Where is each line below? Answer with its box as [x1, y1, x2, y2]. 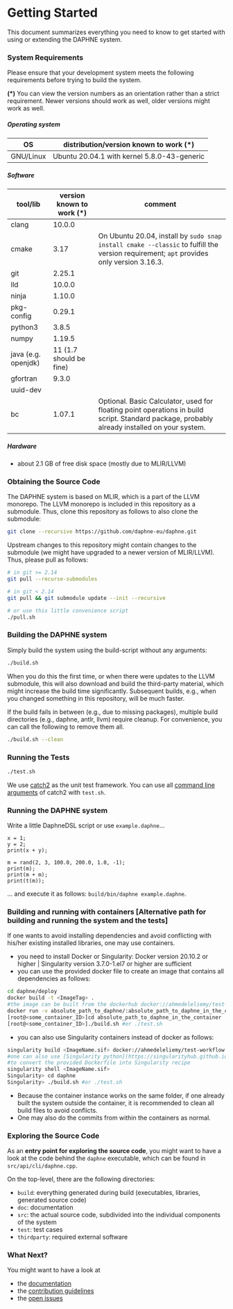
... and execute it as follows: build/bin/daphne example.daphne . [7, 889, 187, 898]
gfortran [10, 374, 37, 383]
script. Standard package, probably [98, 414, 214, 424]
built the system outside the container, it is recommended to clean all [17, 1098, 215, 1107]
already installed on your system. [98, 422, 206, 432]
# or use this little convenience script [7, 607, 129, 614]
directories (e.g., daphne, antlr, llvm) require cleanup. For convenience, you [7, 715, 223, 723]
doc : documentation [17, 1203, 74, 1212]
